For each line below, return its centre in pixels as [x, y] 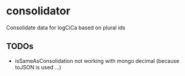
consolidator [38, 11]
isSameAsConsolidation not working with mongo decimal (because [97, 60]
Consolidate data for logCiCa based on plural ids [66, 28]
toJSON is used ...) [38, 67]
